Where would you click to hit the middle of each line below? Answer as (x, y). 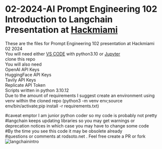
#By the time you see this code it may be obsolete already (64, 131)
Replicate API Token (25, 85)
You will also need (23, 64)
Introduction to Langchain (59, 19)
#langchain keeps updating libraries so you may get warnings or (70, 121)
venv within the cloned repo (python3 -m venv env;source (64, 100)
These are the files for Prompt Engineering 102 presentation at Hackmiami (80, 43)
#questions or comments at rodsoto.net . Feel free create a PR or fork (75, 136)
